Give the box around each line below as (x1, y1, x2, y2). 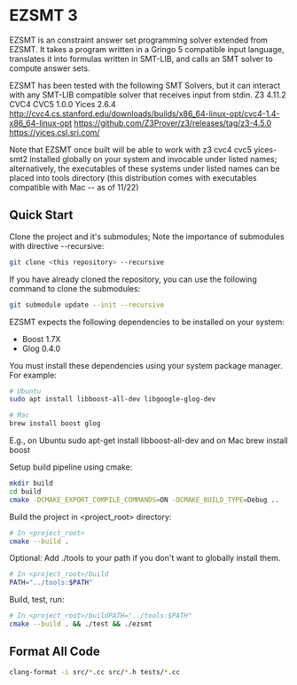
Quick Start (9, 207, 74, 222)
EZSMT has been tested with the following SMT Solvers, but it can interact (9, 80, 281, 90)
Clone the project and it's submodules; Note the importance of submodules (9, 231, 285, 242)
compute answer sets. (9, 63, 90, 74)
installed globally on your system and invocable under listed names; (29, 153, 277, 164)
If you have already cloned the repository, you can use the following (9, 274, 257, 284)
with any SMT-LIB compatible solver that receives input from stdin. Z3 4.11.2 (9, 90, 286, 100)
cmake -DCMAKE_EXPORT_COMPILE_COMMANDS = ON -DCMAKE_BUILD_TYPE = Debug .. (9, 495, 279, 504)
